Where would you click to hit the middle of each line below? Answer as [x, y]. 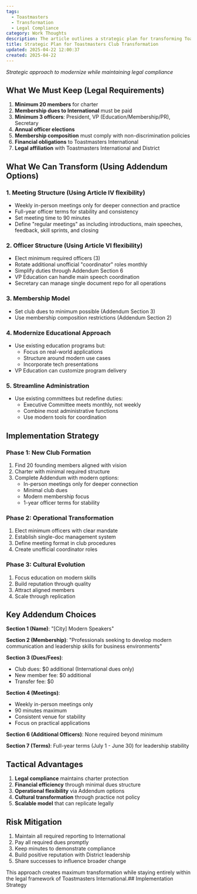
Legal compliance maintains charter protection [72, 778]
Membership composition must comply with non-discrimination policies [102, 136]
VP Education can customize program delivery [71, 371]
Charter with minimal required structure [62, 471]
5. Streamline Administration [48, 385]
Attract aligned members [45, 590]
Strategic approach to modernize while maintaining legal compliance [90, 72]
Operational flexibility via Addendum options [69, 791]
